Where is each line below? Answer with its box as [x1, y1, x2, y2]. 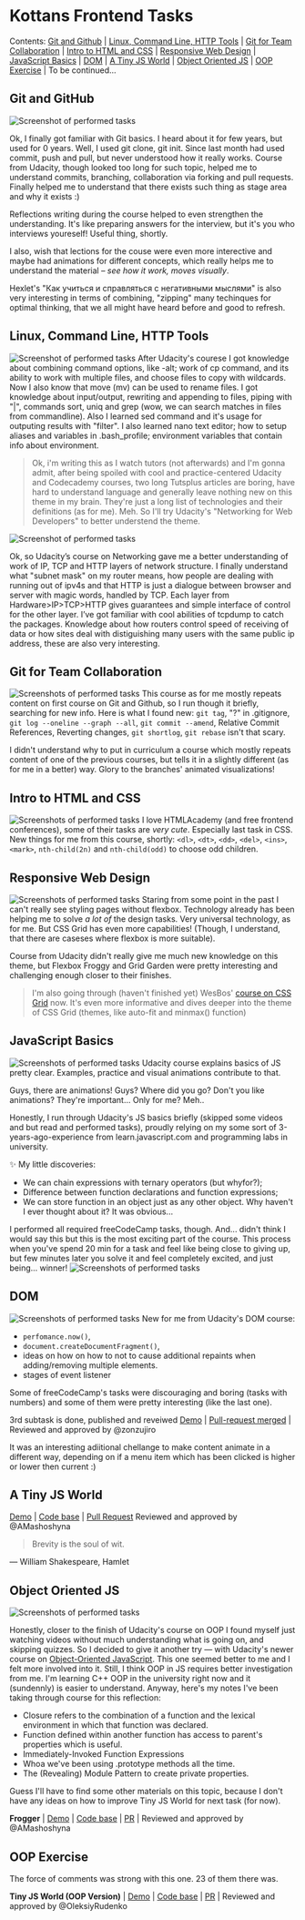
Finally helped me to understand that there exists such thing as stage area [9, 181, 288, 192]
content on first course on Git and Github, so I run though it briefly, [9, 698, 259, 709]
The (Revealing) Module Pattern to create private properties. [22, 1768, 249, 1779]
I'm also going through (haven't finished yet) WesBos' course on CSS [31, 987, 292, 998]
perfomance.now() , [22, 1331, 91, 1342]
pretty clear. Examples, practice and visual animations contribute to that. [9, 1067, 281, 1077]
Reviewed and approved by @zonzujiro [9, 1424, 157, 1435]
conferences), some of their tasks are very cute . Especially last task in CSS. [9, 824, 293, 835]
